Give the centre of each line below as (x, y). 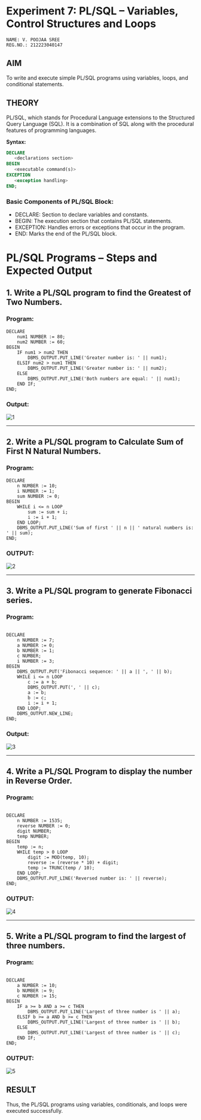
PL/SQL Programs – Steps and (82, 258)
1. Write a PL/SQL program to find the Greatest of (99, 293)
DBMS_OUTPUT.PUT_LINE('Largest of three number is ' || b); (104, 1022)
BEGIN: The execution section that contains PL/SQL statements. (93, 221)
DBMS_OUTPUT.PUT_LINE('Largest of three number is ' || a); (104, 1012)
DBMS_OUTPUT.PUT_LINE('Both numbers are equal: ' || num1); (104, 379)
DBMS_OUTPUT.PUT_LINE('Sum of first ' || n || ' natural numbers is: (106, 528)
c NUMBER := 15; (37, 996)
